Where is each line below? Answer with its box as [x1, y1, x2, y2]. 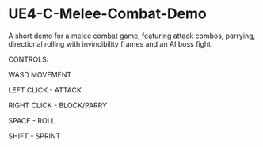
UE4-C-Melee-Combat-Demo [8, 5, 208, 23]
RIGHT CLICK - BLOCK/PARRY [8, 100, 108, 110]
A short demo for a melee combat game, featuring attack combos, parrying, [8, 31, 256, 40]
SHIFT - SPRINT [8, 131, 61, 141]
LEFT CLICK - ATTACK [8, 85, 82, 95]
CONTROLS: [8, 55, 49, 64]
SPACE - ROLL [8, 115, 55, 125]
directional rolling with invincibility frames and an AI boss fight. [8, 39, 213, 48]
